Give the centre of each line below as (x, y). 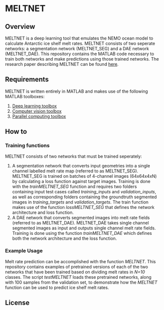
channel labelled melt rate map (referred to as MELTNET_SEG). (75, 171)
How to (16, 132)
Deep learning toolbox (34, 106)
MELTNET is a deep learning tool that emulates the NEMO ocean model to (79, 38)
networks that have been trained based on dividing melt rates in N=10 (75, 272)
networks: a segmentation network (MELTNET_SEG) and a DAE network (77, 49)
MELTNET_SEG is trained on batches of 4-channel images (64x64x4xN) (84, 176)
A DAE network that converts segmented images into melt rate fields (81, 217)
